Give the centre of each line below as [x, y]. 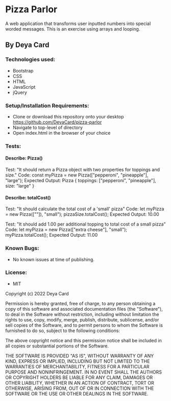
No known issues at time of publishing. [53, 259]
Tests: [13, 146]
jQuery [20, 92]
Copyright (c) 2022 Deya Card [37, 293]
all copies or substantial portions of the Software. [57, 346]
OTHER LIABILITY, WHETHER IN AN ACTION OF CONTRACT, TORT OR [80, 383]
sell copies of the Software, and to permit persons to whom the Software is [84, 325]
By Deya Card [27, 45]
